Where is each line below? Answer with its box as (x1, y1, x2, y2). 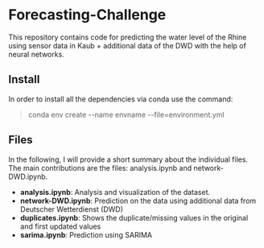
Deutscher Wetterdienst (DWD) (19, 204, 123, 214)
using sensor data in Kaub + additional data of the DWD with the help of (8, 40, 247, 50)
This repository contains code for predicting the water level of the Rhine (8, 32, 247, 42)
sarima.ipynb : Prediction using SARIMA (19, 229, 153, 239)
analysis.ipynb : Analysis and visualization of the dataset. (19, 187, 211, 196)
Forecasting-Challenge (8, 6, 167, 24)
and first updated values (19, 221, 101, 231)
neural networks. (8, 49, 64, 59)
